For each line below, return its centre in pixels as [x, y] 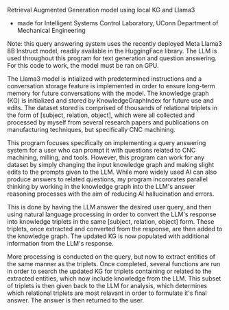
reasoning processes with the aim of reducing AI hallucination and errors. [111, 194]
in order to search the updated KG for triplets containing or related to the [109, 271]
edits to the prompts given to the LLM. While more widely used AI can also [112, 172]
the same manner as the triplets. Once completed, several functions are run [114, 264]
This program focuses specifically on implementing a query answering [107, 143]
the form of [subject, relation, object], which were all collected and [101, 115]
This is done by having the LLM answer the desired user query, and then [109, 207]
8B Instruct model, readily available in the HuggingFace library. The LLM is [112, 51]
